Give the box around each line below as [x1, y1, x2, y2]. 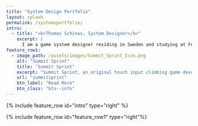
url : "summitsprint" [16, 75, 67, 80]
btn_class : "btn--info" [16, 86, 75, 92]
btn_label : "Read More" [16, 80, 75, 86]
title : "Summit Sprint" [16, 63, 75, 70]
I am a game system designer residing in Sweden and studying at [21, 42, 186, 48]
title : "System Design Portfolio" [6, 8, 91, 15]
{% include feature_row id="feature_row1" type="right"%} [6, 113, 147, 120]
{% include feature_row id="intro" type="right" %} [6, 102, 128, 109]
